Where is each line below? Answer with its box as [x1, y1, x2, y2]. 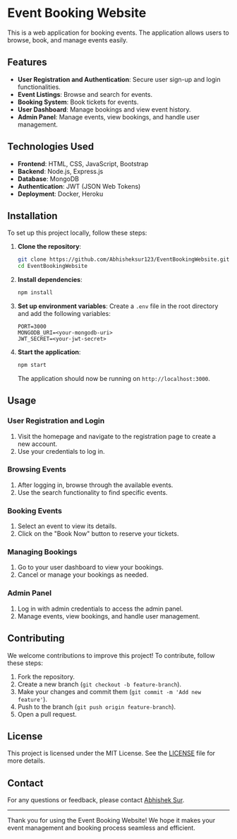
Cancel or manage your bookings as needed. [17, 570, 149, 579]
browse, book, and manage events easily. [7, 35, 128, 44]
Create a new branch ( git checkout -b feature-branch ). [17, 680, 182, 688]
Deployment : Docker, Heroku [17, 189, 104, 198]
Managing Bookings [7, 547, 78, 557]
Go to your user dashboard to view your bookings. [17, 563, 164, 572]
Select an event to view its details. [17, 522, 117, 531]
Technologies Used [7, 141, 94, 153]
